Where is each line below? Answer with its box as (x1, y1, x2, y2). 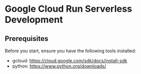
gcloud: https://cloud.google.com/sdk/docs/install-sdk (12, 58, 127, 64)
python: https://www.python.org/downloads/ (12, 63, 106, 69)
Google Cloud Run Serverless (5, 3, 132, 15)
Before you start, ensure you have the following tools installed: (5, 48, 136, 54)
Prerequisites (5, 34, 49, 43)
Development (5, 14, 63, 26)
